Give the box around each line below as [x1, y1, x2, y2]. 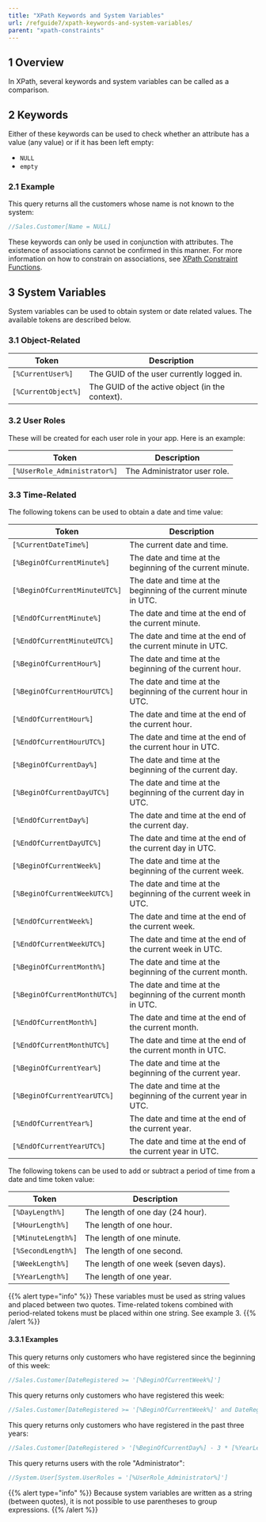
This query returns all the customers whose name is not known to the [8, 199, 235, 208]
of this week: [8, 1361, 51, 1371]
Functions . [8, 262, 43, 272]
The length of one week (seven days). [84, 1258, 226, 1269]
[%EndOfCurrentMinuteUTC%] [12, 636, 114, 645]
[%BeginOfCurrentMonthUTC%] [12, 990, 118, 999]
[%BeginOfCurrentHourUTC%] [12, 686, 114, 696]
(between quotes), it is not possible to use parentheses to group [8, 1496, 218, 1506]
